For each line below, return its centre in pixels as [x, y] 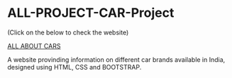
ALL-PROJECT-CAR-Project [91, 13]
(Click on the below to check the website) [68, 32]
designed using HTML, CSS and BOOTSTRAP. [74, 67]
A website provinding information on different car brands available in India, [116, 59]
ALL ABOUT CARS [34, 46]
